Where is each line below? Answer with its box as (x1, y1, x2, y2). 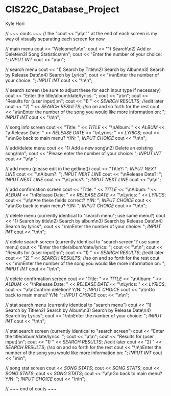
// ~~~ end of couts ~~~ (5, 385, 57, 391)
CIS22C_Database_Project (5, 4, 120, 15)
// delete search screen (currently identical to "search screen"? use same (5, 238, 160, 244)
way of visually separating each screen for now (5, 36, 105, 42)
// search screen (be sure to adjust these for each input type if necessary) (5, 87, 161, 93)
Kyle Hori (5, 20, 25, 27)
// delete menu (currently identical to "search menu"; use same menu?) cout (5, 212, 166, 218)
